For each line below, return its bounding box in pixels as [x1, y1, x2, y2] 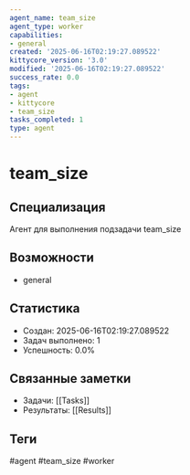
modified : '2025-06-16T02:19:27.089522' [9, 65, 166, 74]
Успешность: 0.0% [22, 344, 96, 355]
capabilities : [9, 30, 64, 39]
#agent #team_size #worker [9, 456, 115, 467]
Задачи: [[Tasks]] [22, 395, 90, 406]
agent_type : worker [9, 22, 84, 31]
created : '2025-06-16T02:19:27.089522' [9, 47, 162, 57]
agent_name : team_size [9, 13, 96, 23]
